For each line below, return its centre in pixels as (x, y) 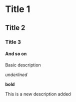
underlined (16, 74)
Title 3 (13, 42)
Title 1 (18, 9)
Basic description (23, 65)
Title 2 (15, 28)
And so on (16, 54)
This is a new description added (38, 94)
